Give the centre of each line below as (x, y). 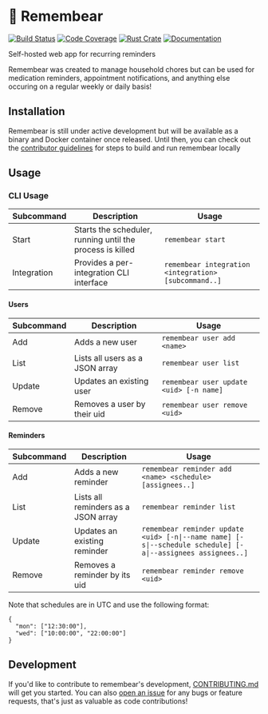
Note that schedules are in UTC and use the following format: (109, 604)
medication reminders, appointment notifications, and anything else (119, 78)
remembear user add (198, 338)
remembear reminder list (189, 507)
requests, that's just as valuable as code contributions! (98, 701)
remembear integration (207, 265)
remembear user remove (205, 405)
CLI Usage (29, 196)
